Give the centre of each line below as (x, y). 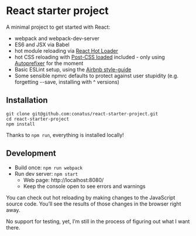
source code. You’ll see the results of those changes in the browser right (94, 204)
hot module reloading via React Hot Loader (66, 50)
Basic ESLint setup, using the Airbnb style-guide (73, 69)
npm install (20, 124)
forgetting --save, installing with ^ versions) (67, 82)
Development (31, 153)
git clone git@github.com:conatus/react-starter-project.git (82, 114)
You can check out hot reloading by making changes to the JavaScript (91, 197)
